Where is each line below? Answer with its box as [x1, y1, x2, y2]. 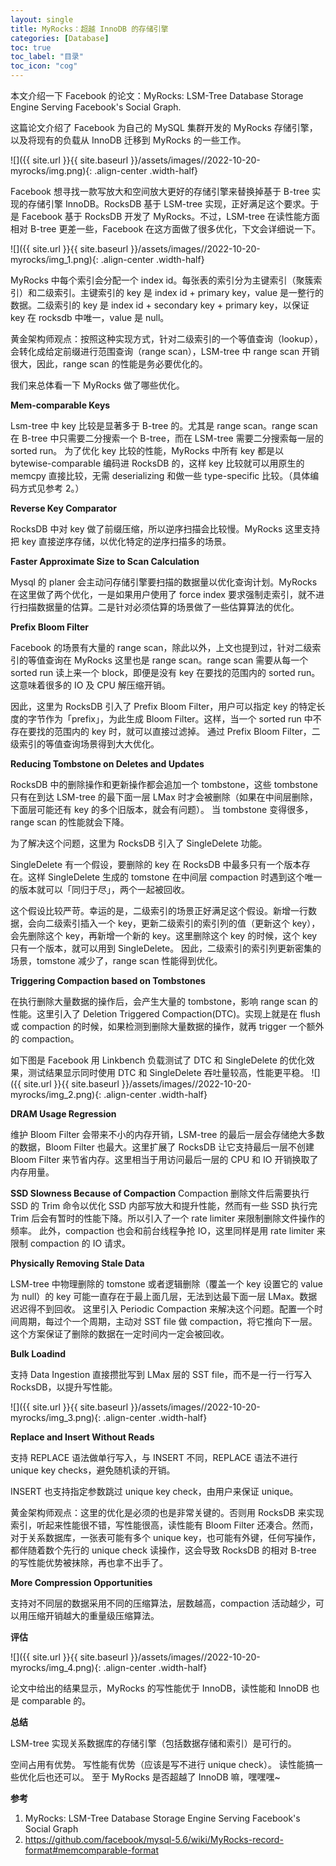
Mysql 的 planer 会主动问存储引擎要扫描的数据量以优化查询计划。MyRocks [10, 576, 318, 588]
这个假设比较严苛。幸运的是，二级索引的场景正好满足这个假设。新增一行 [10, 905, 308, 916]
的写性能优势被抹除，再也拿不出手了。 [10, 1557, 168, 1568]
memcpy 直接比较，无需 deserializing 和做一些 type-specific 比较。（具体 [10, 470, 311, 481]
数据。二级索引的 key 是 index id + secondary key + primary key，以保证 [10, 299, 310, 311]
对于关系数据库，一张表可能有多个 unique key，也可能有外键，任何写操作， [10, 1532, 321, 1543]
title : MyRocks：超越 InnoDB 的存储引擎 [10, 24, 169, 34]
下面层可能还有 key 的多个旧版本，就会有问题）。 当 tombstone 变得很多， [10, 804, 314, 815]
